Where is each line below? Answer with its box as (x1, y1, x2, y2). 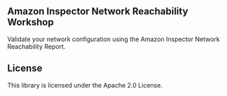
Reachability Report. (7, 42, 66, 51)
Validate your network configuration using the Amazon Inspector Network (7, 35, 220, 43)
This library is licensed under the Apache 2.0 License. (7, 81, 163, 89)
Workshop (7, 17, 54, 29)
